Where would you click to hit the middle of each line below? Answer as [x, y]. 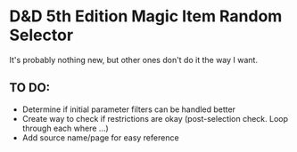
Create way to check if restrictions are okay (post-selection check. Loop [155, 118]
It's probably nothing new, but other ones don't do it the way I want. [134, 60]
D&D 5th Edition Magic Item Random [146, 16]
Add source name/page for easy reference [101, 137]
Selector [41, 35]
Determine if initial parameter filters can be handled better [129, 109]
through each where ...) [65, 128]
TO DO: [30, 88]
